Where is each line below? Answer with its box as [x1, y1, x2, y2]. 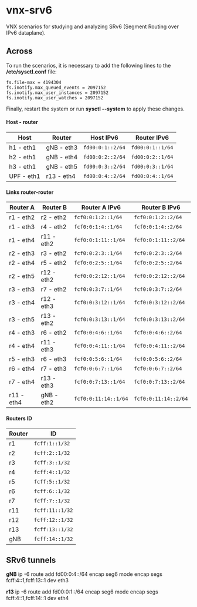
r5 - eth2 [40, 259, 67, 267]
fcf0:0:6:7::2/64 [134, 365, 182, 372]
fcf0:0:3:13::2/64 [134, 316, 185, 323]
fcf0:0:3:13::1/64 [74, 316, 125, 323]
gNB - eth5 [46, 162, 78, 170]
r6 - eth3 [40, 355, 67, 363]
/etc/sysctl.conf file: [6, 68, 57, 75]
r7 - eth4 [9, 378, 35, 386]
